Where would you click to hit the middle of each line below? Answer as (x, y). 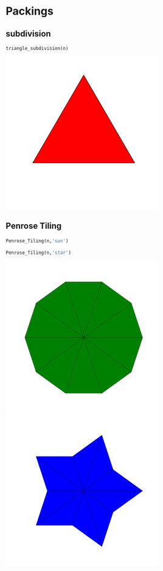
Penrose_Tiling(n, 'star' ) (38, 253)
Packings (30, 11)
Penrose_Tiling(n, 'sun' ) (37, 241)
